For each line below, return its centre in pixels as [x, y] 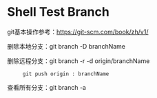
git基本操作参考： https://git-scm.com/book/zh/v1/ [78, 32]
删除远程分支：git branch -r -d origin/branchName [78, 61]
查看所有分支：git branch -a [46, 87]
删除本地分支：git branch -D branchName [66, 46]
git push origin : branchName [66, 74]
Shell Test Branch [59, 12]
